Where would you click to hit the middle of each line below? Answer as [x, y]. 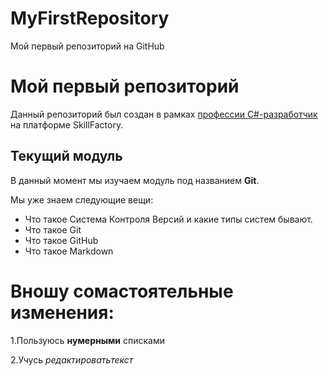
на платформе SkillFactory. [67, 124]
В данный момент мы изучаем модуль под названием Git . [135, 180]
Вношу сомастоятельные [122, 291]
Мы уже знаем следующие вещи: [82, 199]
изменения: [62, 312]
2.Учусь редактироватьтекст [72, 359]
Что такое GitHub [61, 240]
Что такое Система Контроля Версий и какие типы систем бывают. [168, 219]
